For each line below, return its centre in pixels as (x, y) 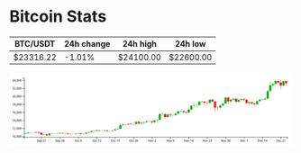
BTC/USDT (35, 44)
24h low (190, 44)
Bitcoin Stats (58, 17)
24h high (140, 44)
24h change (87, 44)
